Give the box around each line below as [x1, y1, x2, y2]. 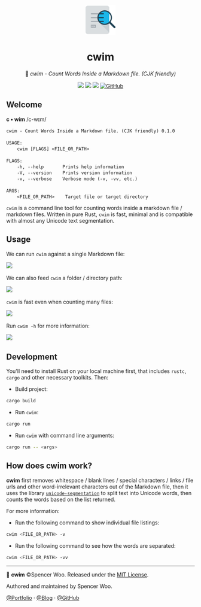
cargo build [6, 398, 36, 404]
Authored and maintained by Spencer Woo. [6, 582, 112, 590]
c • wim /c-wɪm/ [6, 116, 47, 123]
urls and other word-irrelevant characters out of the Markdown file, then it [6, 483, 188, 490]
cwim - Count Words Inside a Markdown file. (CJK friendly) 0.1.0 [6, 128, 175, 134]
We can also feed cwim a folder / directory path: [6, 274, 123, 281]
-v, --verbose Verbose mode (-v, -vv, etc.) [17, 175, 138, 182]
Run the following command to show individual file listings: [14, 519, 160, 526]
